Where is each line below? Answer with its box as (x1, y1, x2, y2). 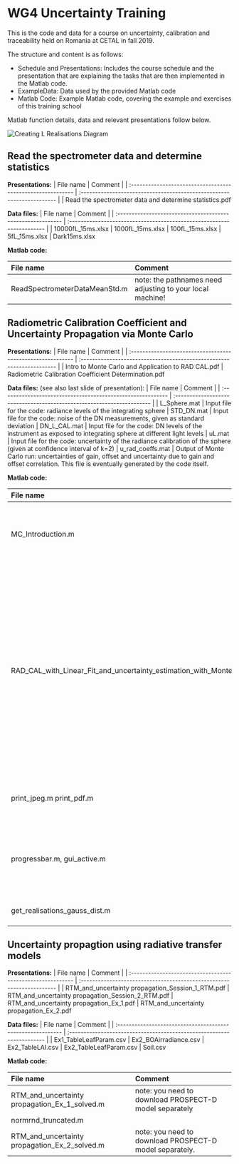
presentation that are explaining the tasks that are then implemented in (17, 71, 225, 80)
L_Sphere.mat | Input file (159, 398, 232, 408)
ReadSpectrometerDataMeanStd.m (11, 283, 128, 293)
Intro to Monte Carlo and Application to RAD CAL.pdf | (65, 362, 224, 370)
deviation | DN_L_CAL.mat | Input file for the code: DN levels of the (7, 421, 203, 430)
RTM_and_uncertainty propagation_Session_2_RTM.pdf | (7, 991, 174, 1000)
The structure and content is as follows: (7, 50, 124, 59)
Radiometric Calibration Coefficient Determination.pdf (7, 370, 165, 378)
